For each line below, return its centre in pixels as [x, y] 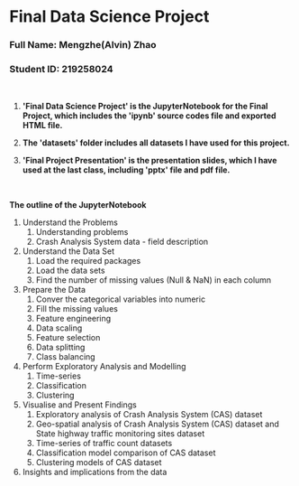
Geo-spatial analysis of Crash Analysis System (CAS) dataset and [157, 424]
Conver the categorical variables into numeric [120, 299]
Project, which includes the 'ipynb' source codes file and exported [149, 116]
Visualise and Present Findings [79, 405]
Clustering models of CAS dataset [99, 463]
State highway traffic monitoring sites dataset [120, 434]
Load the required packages [88, 261]
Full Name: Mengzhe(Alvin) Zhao [83, 45]
